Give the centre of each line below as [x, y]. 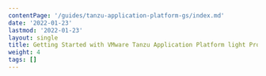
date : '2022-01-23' [40, 23]
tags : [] [23, 60]
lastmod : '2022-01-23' [46, 30]
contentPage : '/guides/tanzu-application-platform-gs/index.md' [116, 15]
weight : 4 [25, 52]
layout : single [33, 38]
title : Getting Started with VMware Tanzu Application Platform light [127, 45]
